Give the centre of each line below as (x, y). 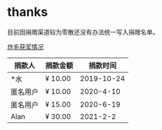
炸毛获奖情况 (25, 46)
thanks (28, 12)
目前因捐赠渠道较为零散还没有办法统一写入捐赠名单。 (83, 32)
